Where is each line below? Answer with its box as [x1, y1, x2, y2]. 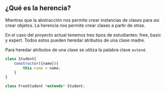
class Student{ [5, 56, 37, 61]
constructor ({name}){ [14, 61, 58, 66]
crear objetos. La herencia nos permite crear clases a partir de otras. [5, 22, 146, 28]
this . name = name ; [23, 65, 61, 71]
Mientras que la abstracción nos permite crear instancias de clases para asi [5, 17, 160, 23]
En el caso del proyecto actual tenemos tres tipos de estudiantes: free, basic [5, 32, 162, 38]
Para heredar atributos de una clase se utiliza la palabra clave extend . [5, 46, 147, 52]
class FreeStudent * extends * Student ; [5, 84, 85, 89]
